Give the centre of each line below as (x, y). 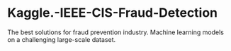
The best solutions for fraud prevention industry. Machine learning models (116, 32)
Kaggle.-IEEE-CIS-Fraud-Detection (113, 13)
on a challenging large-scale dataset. (61, 39)
